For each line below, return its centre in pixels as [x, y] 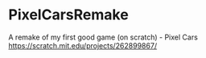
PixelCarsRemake [68, 15]
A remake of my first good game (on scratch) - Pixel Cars [103, 37]
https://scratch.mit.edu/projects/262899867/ [83, 45]
